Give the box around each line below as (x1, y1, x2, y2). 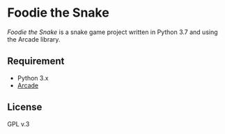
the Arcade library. (7, 35, 61, 43)
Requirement (7, 56, 65, 67)
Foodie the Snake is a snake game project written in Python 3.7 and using (7, 28, 218, 36)
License (7, 101, 42, 113)
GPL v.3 (7, 119, 30, 128)
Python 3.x (17, 74, 49, 82)
